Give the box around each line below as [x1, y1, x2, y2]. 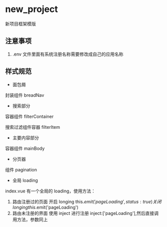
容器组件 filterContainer [5, 113, 54, 119]
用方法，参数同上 [12, 216, 48, 222]
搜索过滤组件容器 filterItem [5, 124, 60, 130]
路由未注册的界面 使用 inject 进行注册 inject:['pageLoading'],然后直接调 [12, 210, 159, 216]
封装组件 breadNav [5, 92, 44, 98]
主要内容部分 [12, 134, 39, 141]
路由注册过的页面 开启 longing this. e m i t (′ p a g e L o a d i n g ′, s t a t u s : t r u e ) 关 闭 [12, 198, 161, 204]
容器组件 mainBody [5, 145, 45, 151]
